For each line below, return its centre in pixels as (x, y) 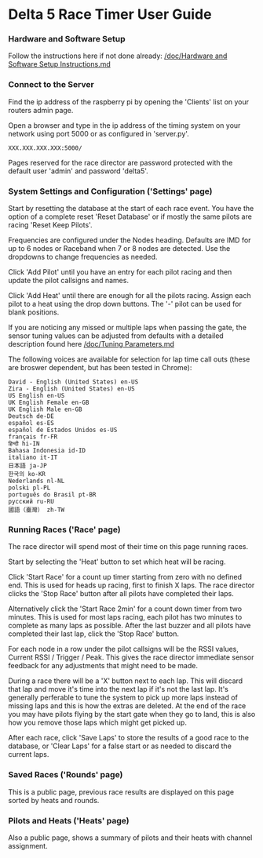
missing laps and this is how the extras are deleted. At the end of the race (127, 706)
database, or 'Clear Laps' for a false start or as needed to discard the (120, 746)
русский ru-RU (31, 502)
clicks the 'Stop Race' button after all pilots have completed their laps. (121, 594)
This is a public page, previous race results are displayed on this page (121, 792)
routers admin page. (41, 110)
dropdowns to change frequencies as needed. (83, 257)
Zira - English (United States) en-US (71, 389)
